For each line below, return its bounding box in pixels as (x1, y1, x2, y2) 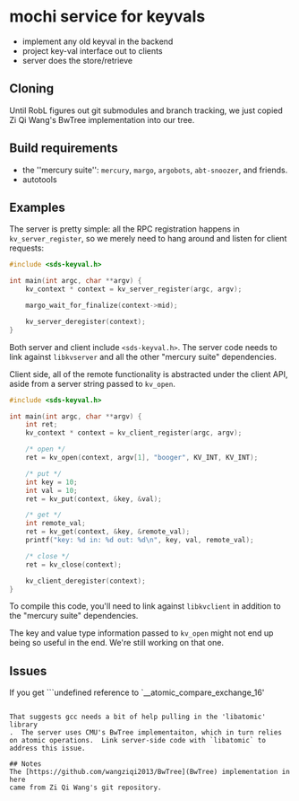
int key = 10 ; (25, 478, 78, 487)
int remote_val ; (25, 519, 87, 528)
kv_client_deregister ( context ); (25, 577, 146, 585)
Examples (9, 199, 65, 215)
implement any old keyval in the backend (21, 36, 174, 47)
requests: (9, 242, 45, 253)
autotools (21, 173, 57, 185)
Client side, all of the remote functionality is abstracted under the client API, (9, 368, 288, 379)
